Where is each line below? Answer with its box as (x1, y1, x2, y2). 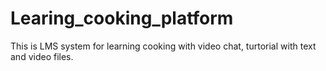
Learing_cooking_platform (10, 7, 234, 30)
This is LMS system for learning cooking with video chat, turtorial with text (10, 40, 317, 52)
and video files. (10, 50, 74, 62)
